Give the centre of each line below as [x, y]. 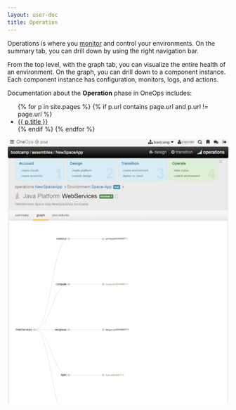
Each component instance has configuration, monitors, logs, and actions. [113, 79]
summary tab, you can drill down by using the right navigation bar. [103, 51]
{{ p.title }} [33, 121]
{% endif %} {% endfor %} [56, 129]
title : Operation [33, 22]
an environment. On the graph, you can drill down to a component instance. [117, 72]
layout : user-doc [33, 15]
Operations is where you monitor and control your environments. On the [111, 43]
